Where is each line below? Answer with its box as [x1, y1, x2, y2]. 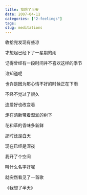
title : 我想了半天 [5, 7, 39, 12]
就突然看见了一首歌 [5, 174, 44, 180]
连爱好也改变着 [5, 102, 35, 108]
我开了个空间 [5, 153, 31, 159]
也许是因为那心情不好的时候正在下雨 [5, 81, 78, 87]
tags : [5, 21, 16, 26]
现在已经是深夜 [5, 143, 35, 149]
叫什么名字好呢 [5, 164, 35, 170]
